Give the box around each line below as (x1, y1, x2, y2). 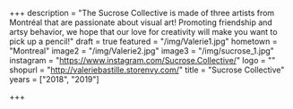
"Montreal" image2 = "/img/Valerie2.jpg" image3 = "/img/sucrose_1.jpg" (9, 46, 275, 56)
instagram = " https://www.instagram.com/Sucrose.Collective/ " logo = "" (9, 55, 276, 65)
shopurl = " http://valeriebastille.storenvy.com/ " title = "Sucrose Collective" (9, 64, 285, 75)
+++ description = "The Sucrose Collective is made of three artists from (9, 8, 275, 18)
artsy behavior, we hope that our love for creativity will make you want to (9, 27, 278, 37)
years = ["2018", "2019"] (9, 74, 100, 84)
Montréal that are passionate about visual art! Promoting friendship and (9, 17, 273, 28)
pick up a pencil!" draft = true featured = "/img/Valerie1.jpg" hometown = (9, 36, 278, 46)
